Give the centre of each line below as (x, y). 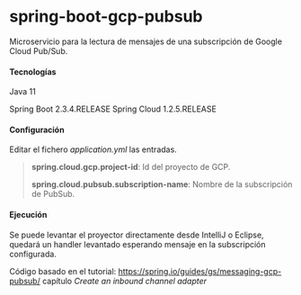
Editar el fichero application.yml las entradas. (93, 149)
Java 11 (22, 92)
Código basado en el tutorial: (63, 271)
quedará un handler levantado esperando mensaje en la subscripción (138, 244)
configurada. (33, 254)
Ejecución (28, 214)
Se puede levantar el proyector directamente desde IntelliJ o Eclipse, (137, 235)
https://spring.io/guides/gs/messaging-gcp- (200, 271)
